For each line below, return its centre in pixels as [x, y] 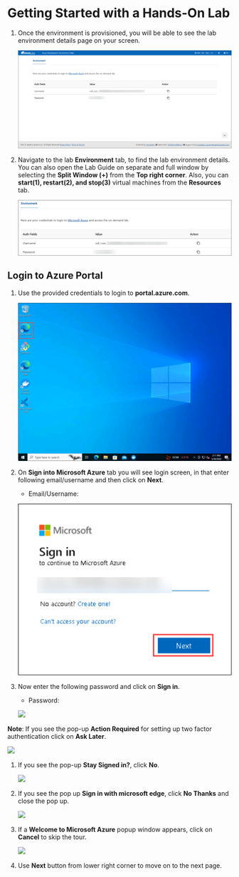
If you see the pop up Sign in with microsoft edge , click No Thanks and [123, 794]
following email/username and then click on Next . [90, 480]
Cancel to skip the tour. [52, 837]
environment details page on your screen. [79, 40]
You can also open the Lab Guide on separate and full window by [113, 167]
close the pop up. [43, 801]
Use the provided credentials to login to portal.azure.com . [103, 293]
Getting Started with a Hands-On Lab [119, 13]
